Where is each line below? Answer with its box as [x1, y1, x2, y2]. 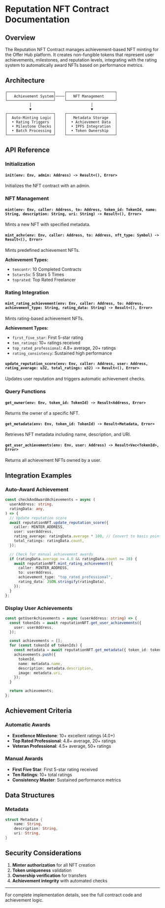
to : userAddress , [18, 570, 54, 575]
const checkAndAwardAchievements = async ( [5, 497, 96, 502]
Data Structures [5, 791, 55, 800]
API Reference [5, 146, 50, 154]
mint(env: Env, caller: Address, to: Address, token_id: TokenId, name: [5, 207, 157, 212]
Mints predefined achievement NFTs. [5, 247, 80, 253]
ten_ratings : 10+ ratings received [12, 339, 81, 345]
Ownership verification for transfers [12, 872, 87, 878]
